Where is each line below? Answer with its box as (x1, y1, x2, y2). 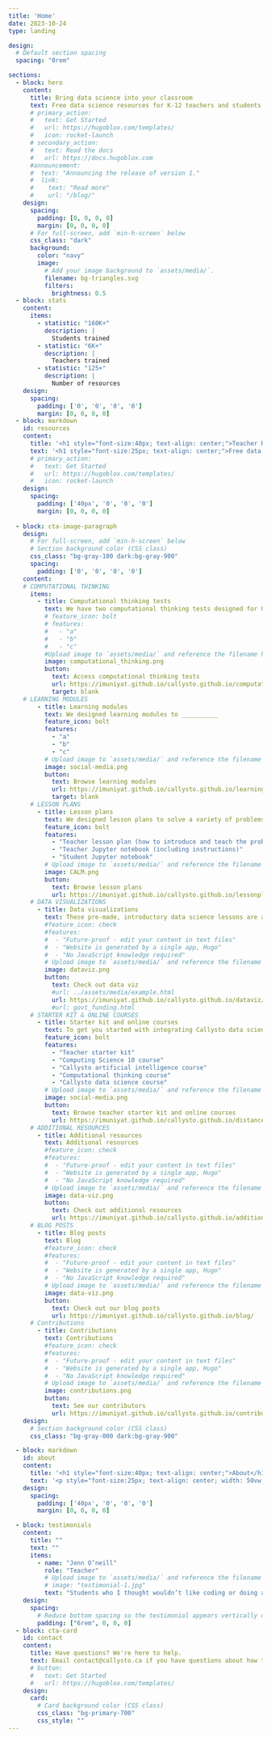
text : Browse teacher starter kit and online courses (51, 1109, 236, 1117)
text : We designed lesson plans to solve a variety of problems (44, 815, 265, 823)
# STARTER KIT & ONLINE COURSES (29, 1011, 139, 1019)
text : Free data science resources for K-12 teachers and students (29, 101, 262, 109)
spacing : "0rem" (15, 57, 70, 65)
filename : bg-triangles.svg (44, 274, 139, 282)
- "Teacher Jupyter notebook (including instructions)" (51, 846, 244, 854)
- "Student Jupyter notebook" (51, 853, 153, 861)
